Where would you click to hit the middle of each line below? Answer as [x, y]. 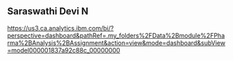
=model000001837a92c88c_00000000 [64, 50]
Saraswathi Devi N [48, 11]
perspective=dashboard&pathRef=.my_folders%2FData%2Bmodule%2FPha [116, 35]
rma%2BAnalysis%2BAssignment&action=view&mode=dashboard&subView [116, 43]
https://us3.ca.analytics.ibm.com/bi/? [61, 28]
